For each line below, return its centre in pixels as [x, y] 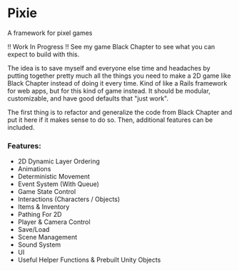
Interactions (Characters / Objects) [69, 199]
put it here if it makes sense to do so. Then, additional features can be [110, 120]
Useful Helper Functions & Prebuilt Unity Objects [89, 260]
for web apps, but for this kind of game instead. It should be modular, [109, 91]
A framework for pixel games [50, 33]
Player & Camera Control [54, 222]
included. [21, 127]
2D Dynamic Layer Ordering [59, 161]
